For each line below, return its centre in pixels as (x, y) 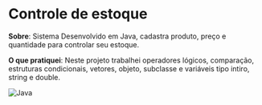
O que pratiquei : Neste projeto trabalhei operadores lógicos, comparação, (131, 60)
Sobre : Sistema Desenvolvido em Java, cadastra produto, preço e (117, 36)
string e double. (35, 77)
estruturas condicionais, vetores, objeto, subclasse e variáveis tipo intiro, (129, 68)
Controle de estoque (78, 14)
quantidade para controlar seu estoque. (74, 44)
